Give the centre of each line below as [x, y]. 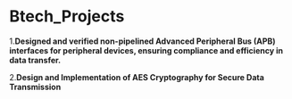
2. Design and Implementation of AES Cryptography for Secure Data [137, 77]
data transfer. [35, 60]
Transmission [35, 87]
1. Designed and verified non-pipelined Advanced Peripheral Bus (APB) [142, 41]
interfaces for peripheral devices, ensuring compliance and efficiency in [146, 50]
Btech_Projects [67, 16]
